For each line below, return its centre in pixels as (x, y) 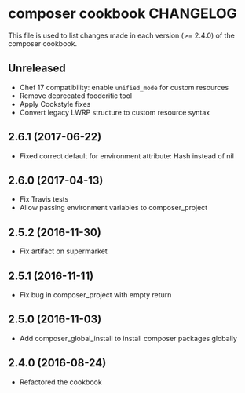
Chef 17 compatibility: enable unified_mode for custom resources (124, 87)
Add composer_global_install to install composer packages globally (128, 338)
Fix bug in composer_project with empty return (95, 295)
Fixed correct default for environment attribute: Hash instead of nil (126, 156)
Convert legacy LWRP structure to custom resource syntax (115, 112)
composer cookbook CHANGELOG (122, 14)
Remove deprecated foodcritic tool (75, 96)
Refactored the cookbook (60, 382)
